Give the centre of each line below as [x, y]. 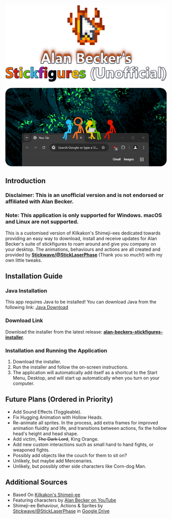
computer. [24, 383]
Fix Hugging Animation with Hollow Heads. [58, 417]
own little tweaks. [24, 260]
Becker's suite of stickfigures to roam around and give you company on [81, 244]
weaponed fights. [31, 450]
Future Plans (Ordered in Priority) [59, 399]
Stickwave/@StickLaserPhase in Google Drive [61, 511]
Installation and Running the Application [56, 351]
